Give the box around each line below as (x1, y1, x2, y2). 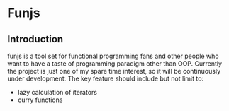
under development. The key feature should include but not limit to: (7, 74, 204, 83)
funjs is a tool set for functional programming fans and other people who (7, 52, 219, 60)
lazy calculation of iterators (17, 88, 98, 96)
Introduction (7, 33, 64, 45)
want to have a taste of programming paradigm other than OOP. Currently (7, 59, 222, 68)
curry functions (17, 95, 63, 104)
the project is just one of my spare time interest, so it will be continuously (7, 67, 221, 75)
